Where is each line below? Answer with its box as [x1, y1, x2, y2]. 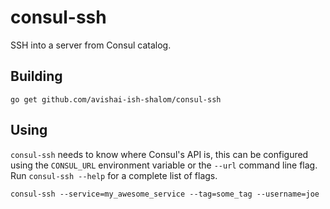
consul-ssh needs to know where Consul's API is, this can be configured [10, 148, 309, 160]
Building [10, 68, 63, 85]
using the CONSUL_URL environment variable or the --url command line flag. [10, 159, 318, 171]
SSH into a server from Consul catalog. [10, 39, 172, 51]
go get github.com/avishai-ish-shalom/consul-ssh [10, 94, 222, 105]
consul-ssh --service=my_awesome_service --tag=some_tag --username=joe [10, 189, 320, 199]
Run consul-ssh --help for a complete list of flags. [10, 169, 218, 181]
